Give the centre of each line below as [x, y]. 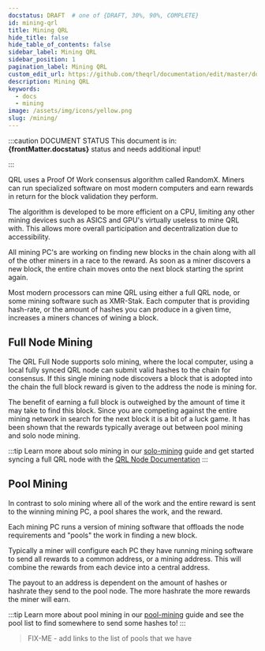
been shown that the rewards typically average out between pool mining [125, 427]
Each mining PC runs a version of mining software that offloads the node [126, 526]
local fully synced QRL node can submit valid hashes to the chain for [119, 370]
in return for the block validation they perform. [83, 196]
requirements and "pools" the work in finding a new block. [103, 535]
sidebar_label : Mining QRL [52, 52]
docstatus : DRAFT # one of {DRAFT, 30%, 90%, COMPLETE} [104, 15]
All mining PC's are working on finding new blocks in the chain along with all [132, 252]
